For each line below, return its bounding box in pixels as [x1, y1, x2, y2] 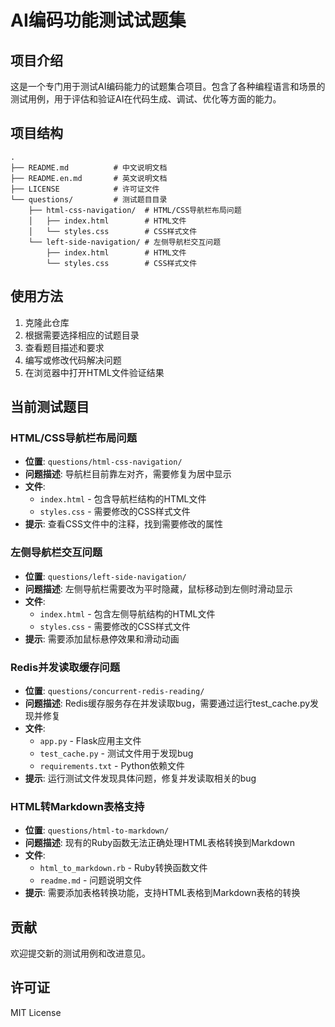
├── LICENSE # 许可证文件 [10, 184, 160, 194]
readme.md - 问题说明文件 [39, 874, 143, 886]
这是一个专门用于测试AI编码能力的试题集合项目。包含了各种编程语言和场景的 [10, 81, 326, 92]
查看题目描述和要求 [24, 341, 105, 353]
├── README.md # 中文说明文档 [10, 162, 168, 173]
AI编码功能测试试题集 [10, 9, 187, 32]
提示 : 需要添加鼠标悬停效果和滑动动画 [24, 632, 180, 645]
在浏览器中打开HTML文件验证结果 [24, 366, 165, 378]
